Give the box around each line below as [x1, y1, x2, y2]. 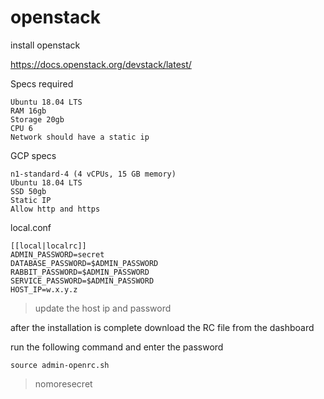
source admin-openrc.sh [10, 360, 110, 370]
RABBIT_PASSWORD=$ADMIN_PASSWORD [10, 267, 150, 277]
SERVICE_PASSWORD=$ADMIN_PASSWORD [10, 276, 155, 286]
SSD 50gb [10, 186, 47, 196]
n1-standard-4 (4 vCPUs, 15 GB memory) [10, 169, 177, 179]
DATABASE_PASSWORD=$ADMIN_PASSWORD [10, 258, 159, 268]
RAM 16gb [10, 106, 47, 116]
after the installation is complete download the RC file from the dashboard [10, 321, 315, 333]
